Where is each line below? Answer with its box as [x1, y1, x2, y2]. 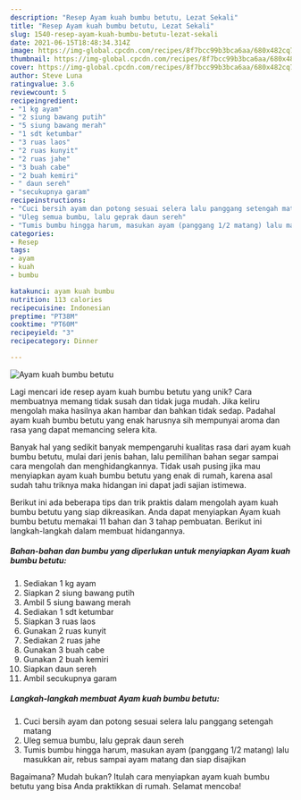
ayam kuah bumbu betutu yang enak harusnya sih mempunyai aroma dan [10, 415, 280, 425]
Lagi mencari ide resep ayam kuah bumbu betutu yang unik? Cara [10, 386, 253, 397]
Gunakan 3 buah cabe [22, 644, 105, 655]
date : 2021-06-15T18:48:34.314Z [10, 38, 130, 47]
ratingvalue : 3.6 [10, 80, 75, 88]
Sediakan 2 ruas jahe [22, 635, 101, 645]
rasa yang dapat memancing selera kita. [10, 424, 158, 434]
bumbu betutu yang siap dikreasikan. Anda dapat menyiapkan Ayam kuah [10, 506, 280, 517]
